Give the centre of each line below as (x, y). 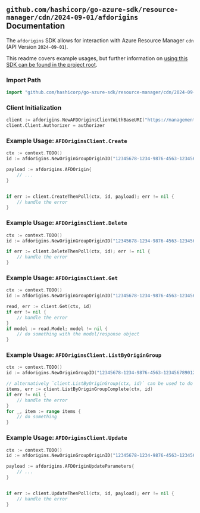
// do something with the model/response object (78, 334)
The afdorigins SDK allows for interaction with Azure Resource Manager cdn (100, 40)
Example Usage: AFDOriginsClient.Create (67, 141)
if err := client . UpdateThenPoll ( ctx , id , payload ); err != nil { (90, 493)
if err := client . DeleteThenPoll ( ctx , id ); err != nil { (78, 251)
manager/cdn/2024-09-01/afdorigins (72, 18)
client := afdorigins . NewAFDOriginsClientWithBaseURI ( (76, 120)
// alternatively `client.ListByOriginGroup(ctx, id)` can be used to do (100, 384)
